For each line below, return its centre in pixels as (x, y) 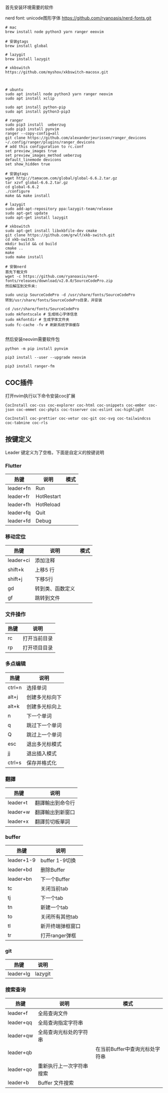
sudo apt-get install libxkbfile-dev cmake (51, 231)
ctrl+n (15, 687)
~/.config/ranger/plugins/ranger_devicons (50, 142)
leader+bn (20, 879)
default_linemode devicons (33, 160)
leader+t (18, 803)
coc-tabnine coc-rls (27, 423)
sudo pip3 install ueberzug (35, 125)
